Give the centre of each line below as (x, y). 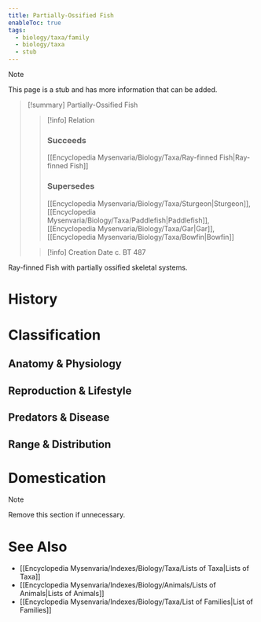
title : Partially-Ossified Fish (61, 15)
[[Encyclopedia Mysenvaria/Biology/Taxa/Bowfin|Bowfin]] (140, 237)
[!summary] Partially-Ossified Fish (83, 105)
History (33, 299)
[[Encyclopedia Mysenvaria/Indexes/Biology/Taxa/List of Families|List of (136, 602)
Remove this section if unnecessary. (67, 515)
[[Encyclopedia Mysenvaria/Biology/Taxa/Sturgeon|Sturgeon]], (149, 203)
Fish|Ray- (234, 157)
